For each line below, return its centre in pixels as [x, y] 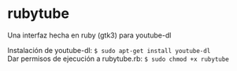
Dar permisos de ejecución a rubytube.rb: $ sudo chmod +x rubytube [119, 59]
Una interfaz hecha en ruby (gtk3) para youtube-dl [89, 35]
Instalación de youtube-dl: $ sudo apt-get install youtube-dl [109, 50]
